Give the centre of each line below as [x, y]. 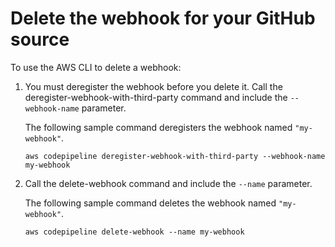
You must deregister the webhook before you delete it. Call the [153, 86]
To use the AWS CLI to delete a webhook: [96, 67]
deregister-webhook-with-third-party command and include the [156, 97]
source [40, 39]
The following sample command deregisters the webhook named [158, 127]
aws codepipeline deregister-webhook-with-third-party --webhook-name [175, 156]
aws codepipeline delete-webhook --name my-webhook [134, 232]
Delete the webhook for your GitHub [163, 18]
